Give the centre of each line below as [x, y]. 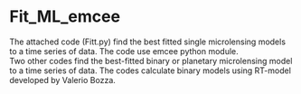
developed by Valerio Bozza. [62, 80]
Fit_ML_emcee [65, 17]
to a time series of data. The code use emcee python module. [124, 51]
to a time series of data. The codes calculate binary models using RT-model [150, 70]
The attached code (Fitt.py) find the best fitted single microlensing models [148, 42]
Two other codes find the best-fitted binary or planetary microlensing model [151, 61]
